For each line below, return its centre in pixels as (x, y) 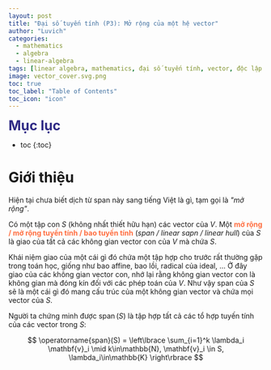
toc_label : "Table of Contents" (63, 91)
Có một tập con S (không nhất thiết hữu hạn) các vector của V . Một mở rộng (135, 224)
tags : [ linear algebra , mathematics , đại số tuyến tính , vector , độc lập (135, 69)
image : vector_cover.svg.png (57, 76)
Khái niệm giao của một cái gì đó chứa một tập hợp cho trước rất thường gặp (135, 257)
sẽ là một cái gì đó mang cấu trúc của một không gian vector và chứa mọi (131, 291)
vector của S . (30, 300)
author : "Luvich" (38, 31)
